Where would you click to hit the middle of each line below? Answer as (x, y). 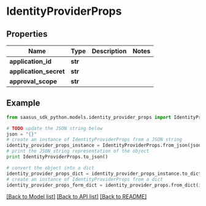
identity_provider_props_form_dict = (55, 185)
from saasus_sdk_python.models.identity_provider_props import (89, 117)
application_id (31, 61)
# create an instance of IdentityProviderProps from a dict (85, 179)
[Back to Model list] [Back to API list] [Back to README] (77, 197)
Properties (27, 34)
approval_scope (33, 81)
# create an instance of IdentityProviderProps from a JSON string (94, 140)
